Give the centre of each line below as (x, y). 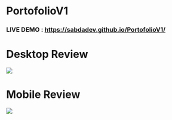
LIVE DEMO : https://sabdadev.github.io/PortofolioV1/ (86, 30)
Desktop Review (47, 54)
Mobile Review (43, 95)
